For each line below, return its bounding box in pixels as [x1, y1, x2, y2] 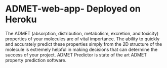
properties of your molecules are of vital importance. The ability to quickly [5, 36, 160, 42]
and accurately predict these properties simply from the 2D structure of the [5, 41, 162, 47]
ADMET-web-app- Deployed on [5, 3, 141, 15]
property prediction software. [5, 57, 67, 63]
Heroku [5, 14, 37, 25]
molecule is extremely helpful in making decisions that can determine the [5, 46, 158, 52]
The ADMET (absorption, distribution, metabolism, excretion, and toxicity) [5, 30, 159, 36]
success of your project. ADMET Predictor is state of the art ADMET [5, 51, 147, 58]
